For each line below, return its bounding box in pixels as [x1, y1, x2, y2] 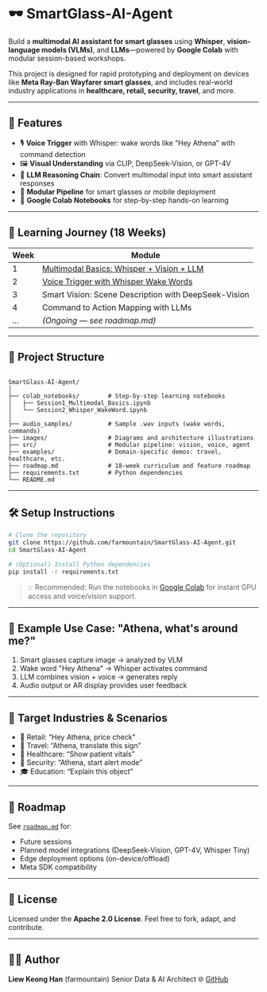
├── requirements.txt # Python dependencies [8, 469, 183, 477]
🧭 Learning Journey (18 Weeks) [8, 226, 167, 240]
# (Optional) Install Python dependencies [8, 560, 151, 568]
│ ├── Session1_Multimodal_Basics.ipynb [8, 399, 151, 407]
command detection [19, 149, 86, 159]
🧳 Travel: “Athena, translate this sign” [19, 741, 141, 751]
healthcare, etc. [8, 455, 66, 463]
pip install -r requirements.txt [8, 567, 119, 576]
